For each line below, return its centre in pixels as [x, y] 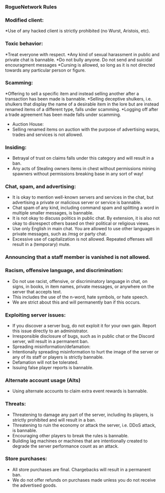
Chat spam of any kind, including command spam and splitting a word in [85, 208]
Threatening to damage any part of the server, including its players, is [83, 415]
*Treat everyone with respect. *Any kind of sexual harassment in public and [82, 54]
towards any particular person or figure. [46, 70]
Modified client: [24, 20]
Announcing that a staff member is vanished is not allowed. [78, 257]
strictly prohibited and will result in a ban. [54, 420]
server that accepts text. [37, 291]
